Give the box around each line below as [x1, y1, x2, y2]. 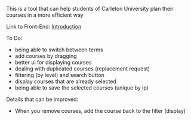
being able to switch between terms [14, 46, 103, 53]
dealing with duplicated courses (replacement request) [14, 65, 150, 72]
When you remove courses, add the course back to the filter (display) [14, 107, 186, 114]
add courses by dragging [14, 53, 77, 59]
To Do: [6, 35, 23, 41]
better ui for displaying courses [14, 59, 92, 66]
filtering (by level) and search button [14, 72, 104, 78]
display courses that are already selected [14, 78, 116, 85]
